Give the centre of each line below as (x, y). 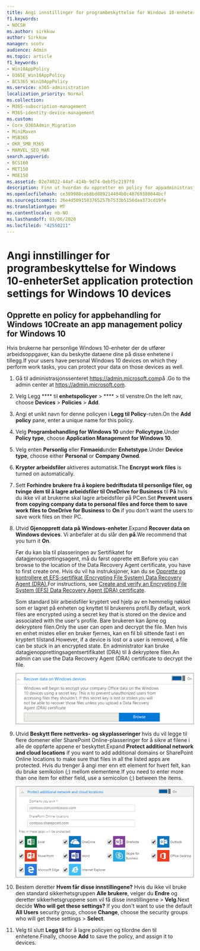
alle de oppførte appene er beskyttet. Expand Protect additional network (104, 746)
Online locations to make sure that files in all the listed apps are (93, 759)
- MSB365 (18, 138)
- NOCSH (16, 25)
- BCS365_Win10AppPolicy (37, 81)
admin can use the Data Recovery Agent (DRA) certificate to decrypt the (104, 658)
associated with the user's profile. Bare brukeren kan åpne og (91, 621)
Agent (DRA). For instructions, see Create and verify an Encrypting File (101, 584)
